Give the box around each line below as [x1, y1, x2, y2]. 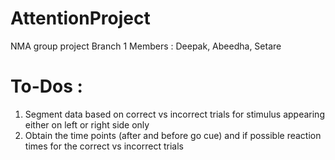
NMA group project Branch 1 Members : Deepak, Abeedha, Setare [10, 40, 282, 52]
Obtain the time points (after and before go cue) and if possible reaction [24, 129, 322, 141]
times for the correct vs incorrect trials [24, 140, 184, 152]
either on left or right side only [24, 118, 150, 131]
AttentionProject [10, 7, 151, 30]
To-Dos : [10, 75, 83, 98]
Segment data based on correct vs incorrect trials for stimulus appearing [24, 108, 325, 120]
